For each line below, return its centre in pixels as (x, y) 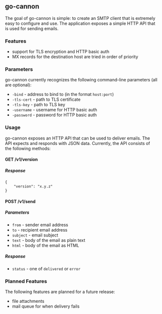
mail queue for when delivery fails (46, 306)
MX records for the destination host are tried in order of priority (75, 57)
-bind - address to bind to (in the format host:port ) (63, 94)
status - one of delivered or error (46, 268)
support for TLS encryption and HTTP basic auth (61, 52)
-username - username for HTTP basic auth (55, 110)
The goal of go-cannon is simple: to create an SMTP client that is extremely (80, 18)
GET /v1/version (22, 159)
